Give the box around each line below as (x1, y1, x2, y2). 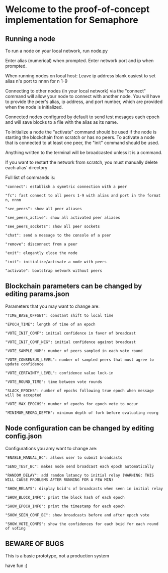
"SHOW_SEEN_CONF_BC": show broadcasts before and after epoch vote (5, 512, 150, 517)
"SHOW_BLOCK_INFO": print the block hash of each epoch (5, 495, 125, 500)
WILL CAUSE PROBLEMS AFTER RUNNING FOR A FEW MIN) (5, 477, 114, 482)
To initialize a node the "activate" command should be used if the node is (5, 129, 157, 135)
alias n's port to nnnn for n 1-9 (5, 78, 68, 84)
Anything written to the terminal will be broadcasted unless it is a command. (5, 150, 162, 155)
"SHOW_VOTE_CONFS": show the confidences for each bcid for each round (5, 521, 158, 527)
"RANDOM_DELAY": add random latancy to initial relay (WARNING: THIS (5, 472, 154, 478)
